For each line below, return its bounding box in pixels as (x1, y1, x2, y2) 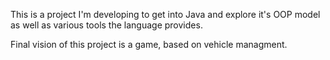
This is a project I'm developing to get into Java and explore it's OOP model (10, 9, 321, 20)
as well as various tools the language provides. (10, 19, 203, 31)
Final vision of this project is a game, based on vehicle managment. (10, 39, 288, 50)
